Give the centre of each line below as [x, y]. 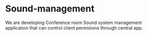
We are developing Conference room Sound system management [73, 22]
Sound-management [50, 9]
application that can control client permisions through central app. [74, 27]
